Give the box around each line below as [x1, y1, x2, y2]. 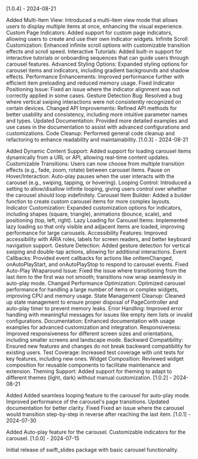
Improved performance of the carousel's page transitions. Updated [6, 398, 170, 405]
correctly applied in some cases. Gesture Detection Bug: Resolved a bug [6, 92, 183, 99]
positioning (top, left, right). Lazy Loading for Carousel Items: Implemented [6, 217, 188, 224]
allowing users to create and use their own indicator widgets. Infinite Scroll [6, 36, 188, 42]
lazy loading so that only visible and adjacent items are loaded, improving [6, 223, 185, 230]
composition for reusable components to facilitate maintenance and [6, 361, 171, 368]
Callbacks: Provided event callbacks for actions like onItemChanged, [6, 255, 173, 261]
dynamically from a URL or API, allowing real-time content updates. [6, 154, 170, 161]
